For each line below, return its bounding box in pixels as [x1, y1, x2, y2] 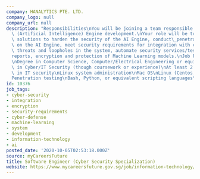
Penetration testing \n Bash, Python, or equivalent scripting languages [11, 75, 193, 81]
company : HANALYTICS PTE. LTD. [6, 8, 84, 15]
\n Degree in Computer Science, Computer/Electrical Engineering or [11, 58, 183, 64]
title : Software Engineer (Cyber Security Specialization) [6, 159, 156, 165]
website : [6, 164, 28, 170]
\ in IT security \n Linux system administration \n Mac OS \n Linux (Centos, [11, 70, 196, 76]
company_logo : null [6, 14, 55, 20]
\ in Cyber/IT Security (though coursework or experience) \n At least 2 [11, 64, 193, 70]
